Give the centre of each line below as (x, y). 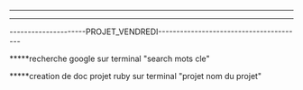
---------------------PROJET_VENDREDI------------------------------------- (151, 31)
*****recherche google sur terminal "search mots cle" (110, 58)
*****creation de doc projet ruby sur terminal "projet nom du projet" (136, 76)
